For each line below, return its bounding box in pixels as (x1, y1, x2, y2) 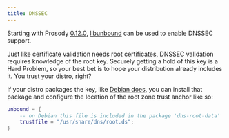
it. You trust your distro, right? (7, 72, 92, 80)
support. (7, 36, 32, 45)
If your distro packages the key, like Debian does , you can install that (7, 85, 203, 93)
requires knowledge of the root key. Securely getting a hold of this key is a (7, 57, 219, 66)
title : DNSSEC (7, 10, 48, 17)
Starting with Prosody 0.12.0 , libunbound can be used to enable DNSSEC (7, 29, 214, 37)
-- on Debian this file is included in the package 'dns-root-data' (19, 112, 221, 119)
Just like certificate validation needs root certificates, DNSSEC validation (7, 50, 214, 58)
